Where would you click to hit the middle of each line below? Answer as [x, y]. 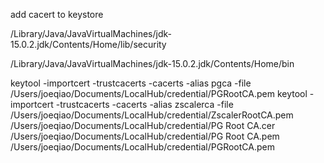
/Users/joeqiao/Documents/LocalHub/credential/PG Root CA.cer [143, 125]
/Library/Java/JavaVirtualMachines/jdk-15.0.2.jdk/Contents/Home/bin [152, 63]
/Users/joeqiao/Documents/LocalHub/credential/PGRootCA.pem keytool [159, 93]
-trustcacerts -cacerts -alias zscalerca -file [144, 104]
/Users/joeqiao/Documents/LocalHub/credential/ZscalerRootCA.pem [152, 115]
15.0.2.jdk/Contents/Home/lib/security [88, 44]
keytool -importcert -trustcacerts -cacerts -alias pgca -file [131, 83]
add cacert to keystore [57, 14]
